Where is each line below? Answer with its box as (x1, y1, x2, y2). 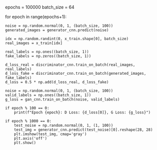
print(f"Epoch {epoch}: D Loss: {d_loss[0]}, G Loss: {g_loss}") (14, 110, 151, 115)
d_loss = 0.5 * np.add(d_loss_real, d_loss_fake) (5, 80, 109, 85)
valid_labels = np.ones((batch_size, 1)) (5, 93, 92, 98)
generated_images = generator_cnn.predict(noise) (5, 28, 109, 33)
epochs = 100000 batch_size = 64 (5, 4, 75, 10)
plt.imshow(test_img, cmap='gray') (14, 132, 87, 137)
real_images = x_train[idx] (5, 41, 63, 46)
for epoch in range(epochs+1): (5, 14, 67, 19)
